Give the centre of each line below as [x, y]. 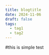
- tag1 [16, 28]
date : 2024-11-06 [23, 14]
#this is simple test [24, 47]
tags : [11, 24]
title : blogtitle [23, 10]
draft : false [19, 19]
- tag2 [16, 33]
